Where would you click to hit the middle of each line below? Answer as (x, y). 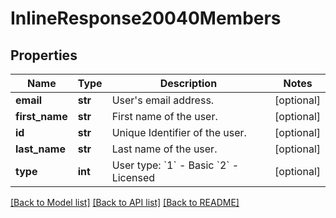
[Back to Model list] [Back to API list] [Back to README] (125, 202)
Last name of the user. (164, 149)
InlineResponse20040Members (146, 18)
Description (188, 83)
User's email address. (163, 100)
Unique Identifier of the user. (179, 132)
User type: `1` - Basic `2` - (175, 165)
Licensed (133, 177)
